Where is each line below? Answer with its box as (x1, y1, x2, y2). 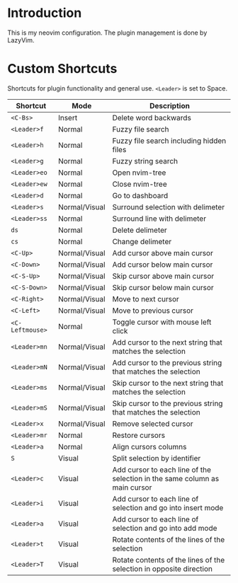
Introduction (7, 5, 82, 21)
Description (149, 100, 190, 110)
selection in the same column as (112, 473, 220, 483)
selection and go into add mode (112, 523, 217, 533)
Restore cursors (112, 430, 165, 440)
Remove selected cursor (112, 419, 193, 429)
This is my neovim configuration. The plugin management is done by (7, 28, 208, 37)
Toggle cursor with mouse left (112, 317, 212, 327)
